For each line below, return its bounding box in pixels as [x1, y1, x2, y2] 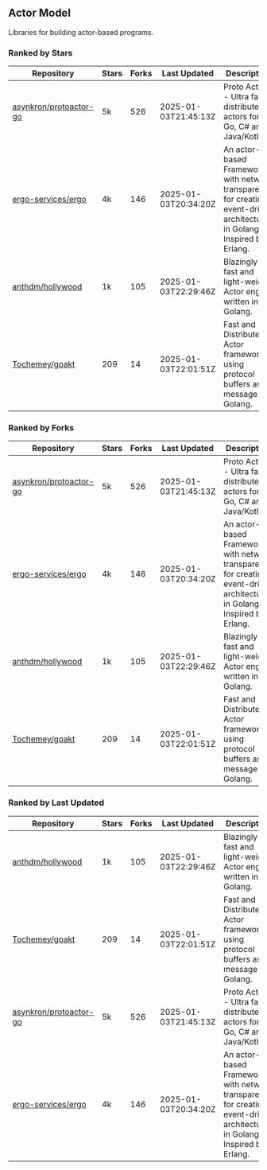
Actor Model [8, 6, 72, 20]
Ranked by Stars [8, 47, 73, 58]
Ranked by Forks [8, 422, 74, 433]
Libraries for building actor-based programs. [8, 27, 153, 37]
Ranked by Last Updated [8, 797, 105, 808]
